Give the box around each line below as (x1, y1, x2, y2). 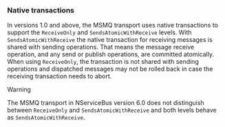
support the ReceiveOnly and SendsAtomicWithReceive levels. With (7, 28, 192, 36)
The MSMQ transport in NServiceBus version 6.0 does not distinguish (7, 99, 204, 107)
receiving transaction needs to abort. (7, 72, 112, 80)
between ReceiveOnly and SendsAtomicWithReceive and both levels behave (7, 106, 217, 115)
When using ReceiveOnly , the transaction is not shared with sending (7, 58, 200, 66)
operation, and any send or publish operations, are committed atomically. (7, 50, 215, 58)
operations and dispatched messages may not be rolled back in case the (7, 65, 213, 73)
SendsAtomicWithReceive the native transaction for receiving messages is (7, 36, 213, 44)
